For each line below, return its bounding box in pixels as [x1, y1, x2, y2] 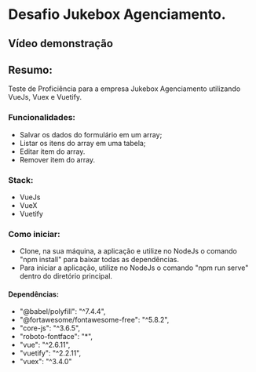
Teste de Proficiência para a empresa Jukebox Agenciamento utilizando [8, 84, 241, 93]
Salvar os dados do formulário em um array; [19, 129, 163, 139]
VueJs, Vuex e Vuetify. [8, 93, 82, 102]
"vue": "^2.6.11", [19, 340, 71, 350]
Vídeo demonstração [8, 37, 114, 50]
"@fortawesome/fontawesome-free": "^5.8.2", [19, 315, 170, 325]
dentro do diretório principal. [19, 272, 112, 281]
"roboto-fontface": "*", [19, 332, 93, 341]
